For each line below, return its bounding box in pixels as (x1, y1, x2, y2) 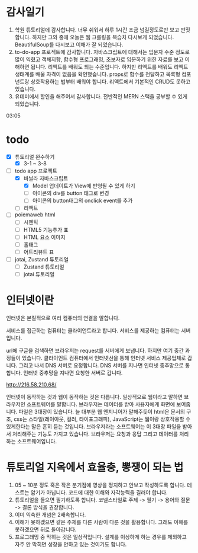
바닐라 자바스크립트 (23, 175, 69, 182)
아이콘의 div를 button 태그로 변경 (32, 190, 109, 197)
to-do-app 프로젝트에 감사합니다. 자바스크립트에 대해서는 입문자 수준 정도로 (14, 48, 190, 55)
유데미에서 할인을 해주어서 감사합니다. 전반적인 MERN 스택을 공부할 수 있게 (14, 92, 188, 100)
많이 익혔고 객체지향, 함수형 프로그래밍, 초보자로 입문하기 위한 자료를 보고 (14, 56, 184, 63)
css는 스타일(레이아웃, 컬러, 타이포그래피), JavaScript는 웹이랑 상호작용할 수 (14, 415, 191, 423)
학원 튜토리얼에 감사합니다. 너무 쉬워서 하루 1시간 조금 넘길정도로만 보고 (14, 26, 180, 33)
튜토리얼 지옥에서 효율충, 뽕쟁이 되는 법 (6, 461, 184, 474)
